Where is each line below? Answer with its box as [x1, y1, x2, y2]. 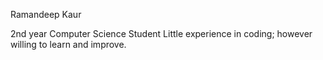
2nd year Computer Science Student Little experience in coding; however [10, 28, 313, 39]
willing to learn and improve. [10, 39, 127, 50]
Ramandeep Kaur [10, 9, 82, 20]
